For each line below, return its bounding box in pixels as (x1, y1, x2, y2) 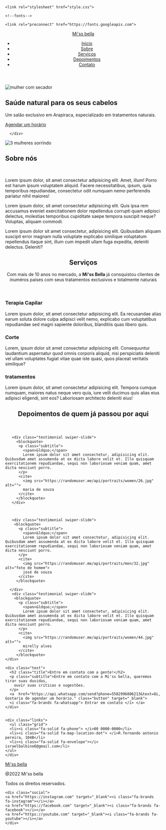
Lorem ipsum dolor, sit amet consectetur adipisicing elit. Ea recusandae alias (5, 311, 162, 317)
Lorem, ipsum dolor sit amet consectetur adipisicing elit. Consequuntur (5, 345, 150, 351)
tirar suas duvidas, (5, 678, 48, 683)
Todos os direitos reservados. (5, 780, 66, 786)
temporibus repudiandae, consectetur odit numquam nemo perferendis (5, 187, 151, 193)
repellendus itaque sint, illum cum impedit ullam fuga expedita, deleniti (5, 239, 149, 245)
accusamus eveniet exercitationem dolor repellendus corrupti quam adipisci (5, 208, 160, 214)
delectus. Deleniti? (5, 244, 43, 250)
